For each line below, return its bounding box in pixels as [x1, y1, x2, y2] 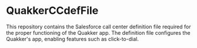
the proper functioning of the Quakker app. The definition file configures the [6, 29, 191, 36]
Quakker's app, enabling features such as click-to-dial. [6, 35, 139, 42]
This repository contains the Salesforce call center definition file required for [6, 23, 191, 30]
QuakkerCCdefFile [6, 4, 99, 17]
